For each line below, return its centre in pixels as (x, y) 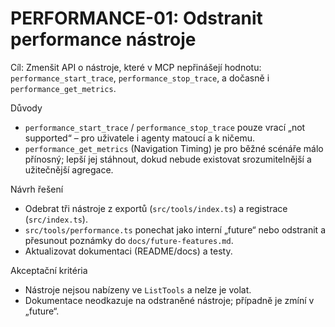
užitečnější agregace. (69, 169)
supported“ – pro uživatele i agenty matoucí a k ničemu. (140, 138)
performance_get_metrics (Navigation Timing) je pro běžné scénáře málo (174, 148)
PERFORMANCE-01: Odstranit (136, 18)
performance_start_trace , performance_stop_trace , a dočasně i (140, 78)
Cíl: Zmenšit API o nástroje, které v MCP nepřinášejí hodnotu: (136, 67)
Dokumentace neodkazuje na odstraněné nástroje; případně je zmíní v (169, 300)
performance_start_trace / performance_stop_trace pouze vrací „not (165, 127)
